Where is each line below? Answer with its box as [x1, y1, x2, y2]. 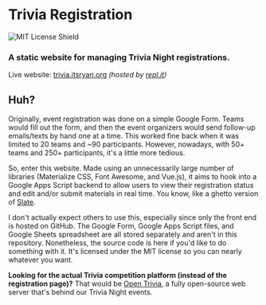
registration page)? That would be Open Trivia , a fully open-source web [8, 279, 246, 288]
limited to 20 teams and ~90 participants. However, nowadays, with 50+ [8, 139, 245, 149]
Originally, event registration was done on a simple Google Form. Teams [8, 114, 244, 124]
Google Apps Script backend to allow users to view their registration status [8, 181, 254, 190]
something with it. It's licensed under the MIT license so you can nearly [8, 247, 243, 256]
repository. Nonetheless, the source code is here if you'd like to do [8, 238, 227, 248]
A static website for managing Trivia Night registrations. [8, 52, 230, 63]
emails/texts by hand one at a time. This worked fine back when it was [8, 131, 239, 141]
